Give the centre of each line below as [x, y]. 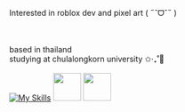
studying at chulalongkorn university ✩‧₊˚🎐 [87, 59]
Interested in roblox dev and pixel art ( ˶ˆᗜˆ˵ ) [93, 13]
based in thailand [41, 49]
